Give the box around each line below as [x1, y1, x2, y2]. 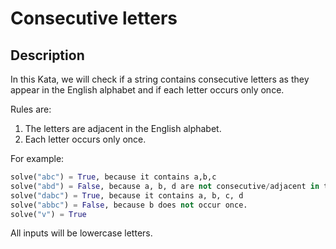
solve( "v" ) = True [10, 209, 87, 219]
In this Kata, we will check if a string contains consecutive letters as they [10, 73, 310, 85]
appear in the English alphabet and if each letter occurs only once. [10, 84, 285, 96]
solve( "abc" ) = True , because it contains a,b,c [10, 172, 217, 182]
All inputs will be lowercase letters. [10, 227, 153, 239]
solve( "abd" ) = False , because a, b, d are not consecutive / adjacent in [10, 181, 320, 191]
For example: [10, 153, 65, 164]
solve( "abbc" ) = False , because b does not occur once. [10, 200, 248, 210]
